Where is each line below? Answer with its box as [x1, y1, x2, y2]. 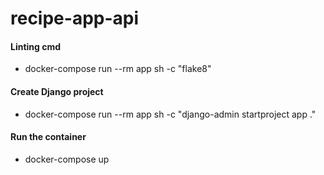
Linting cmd [10, 40, 62, 52]
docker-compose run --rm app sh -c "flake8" [24, 63, 212, 75]
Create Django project [10, 85, 104, 97]
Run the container [10, 131, 87, 143]
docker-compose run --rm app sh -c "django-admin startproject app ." [24, 108, 317, 120]
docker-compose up [24, 153, 110, 165]
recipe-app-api [10, 7, 140, 30]
